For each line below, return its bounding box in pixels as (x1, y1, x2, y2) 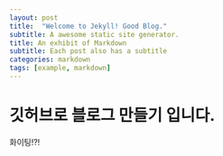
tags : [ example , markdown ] (9, 64, 111, 73)
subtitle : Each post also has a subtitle (9, 47, 168, 56)
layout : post (9, 13, 59, 23)
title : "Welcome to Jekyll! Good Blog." (9, 22, 168, 31)
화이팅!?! (9, 136, 41, 147)
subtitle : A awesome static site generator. (9, 30, 180, 39)
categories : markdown (9, 55, 91, 64)
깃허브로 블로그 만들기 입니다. (9, 106, 216, 126)
